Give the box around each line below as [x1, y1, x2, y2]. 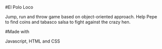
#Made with [5, 29, 30, 34]
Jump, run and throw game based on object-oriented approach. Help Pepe [5, 14, 157, 19]
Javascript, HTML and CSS [5, 38, 60, 44]
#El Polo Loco [5, 4, 34, 10]
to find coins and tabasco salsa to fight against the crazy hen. [5, 19, 131, 25]
